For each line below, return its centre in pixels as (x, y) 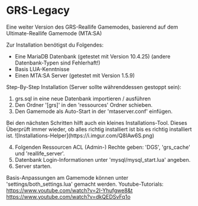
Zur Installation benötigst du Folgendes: (55, 45)
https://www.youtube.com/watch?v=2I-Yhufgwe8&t (69, 190)
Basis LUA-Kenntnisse (42, 69)
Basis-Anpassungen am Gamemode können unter (67, 177)
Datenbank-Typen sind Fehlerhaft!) (58, 63)
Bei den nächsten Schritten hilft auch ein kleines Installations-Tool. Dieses (97, 122)
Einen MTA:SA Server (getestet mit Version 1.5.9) (75, 75)
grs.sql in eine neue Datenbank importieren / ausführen (83, 99)
